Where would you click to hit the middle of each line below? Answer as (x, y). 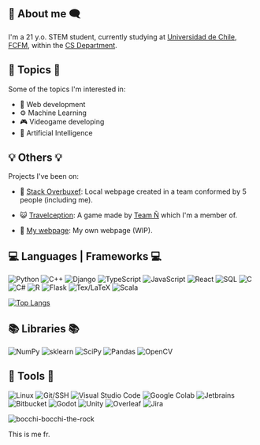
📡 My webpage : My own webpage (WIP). (86, 231)
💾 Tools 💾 (32, 376)
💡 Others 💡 (35, 158)
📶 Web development (52, 104)
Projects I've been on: (44, 176)
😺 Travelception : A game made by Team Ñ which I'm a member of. (128, 215)
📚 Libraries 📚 (44, 329)
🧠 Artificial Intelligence (56, 132)
